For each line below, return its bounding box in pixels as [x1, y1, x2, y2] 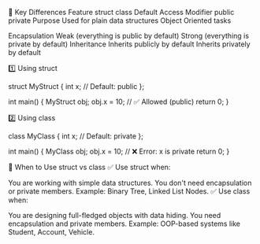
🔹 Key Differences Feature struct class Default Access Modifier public [8, 8, 235, 17]
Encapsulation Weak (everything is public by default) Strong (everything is [8, 31, 250, 40]
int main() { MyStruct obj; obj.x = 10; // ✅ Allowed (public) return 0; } [8, 97, 229, 106]
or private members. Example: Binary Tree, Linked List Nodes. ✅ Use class [8, 187, 251, 196]
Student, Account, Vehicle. [8, 227, 95, 236]
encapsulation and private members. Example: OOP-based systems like [8, 219, 240, 228]
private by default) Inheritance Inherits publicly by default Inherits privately [8, 39, 251, 49]
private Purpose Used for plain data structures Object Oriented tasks [8, 16, 232, 25]
